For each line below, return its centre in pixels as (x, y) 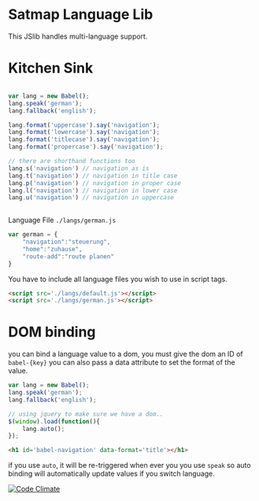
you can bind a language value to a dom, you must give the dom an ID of (126, 354)
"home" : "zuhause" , (52, 249)
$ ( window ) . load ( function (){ (54, 421)
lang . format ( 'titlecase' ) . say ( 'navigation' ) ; (84, 139)
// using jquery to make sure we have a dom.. (86, 414)
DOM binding (52, 332)
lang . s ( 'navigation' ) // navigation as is (79, 168)
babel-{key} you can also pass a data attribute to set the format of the (122, 362)
